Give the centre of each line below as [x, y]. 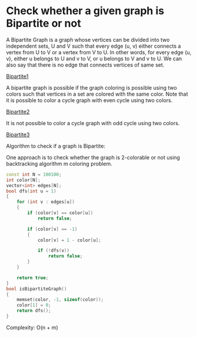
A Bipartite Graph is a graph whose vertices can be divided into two [88, 40]
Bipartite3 [18, 135]
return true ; [33, 278]
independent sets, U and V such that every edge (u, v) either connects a [94, 46]
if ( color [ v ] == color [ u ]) [60, 213]
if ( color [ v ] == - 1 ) [52, 229]
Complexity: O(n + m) [32, 327]
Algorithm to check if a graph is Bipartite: [56, 146]
